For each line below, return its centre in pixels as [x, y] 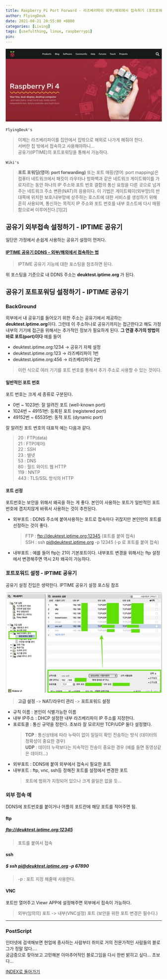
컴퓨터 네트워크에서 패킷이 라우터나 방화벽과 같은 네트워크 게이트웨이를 [86, 178]
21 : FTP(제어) [32, 444]
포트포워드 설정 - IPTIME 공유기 [41, 573]
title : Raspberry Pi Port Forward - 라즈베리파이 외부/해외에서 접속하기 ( [77, 10]
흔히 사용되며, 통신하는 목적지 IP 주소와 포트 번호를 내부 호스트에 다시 [84, 203]
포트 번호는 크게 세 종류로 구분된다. [39, 394]
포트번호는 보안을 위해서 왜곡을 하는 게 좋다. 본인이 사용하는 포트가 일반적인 [78, 503]
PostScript [19, 931]
